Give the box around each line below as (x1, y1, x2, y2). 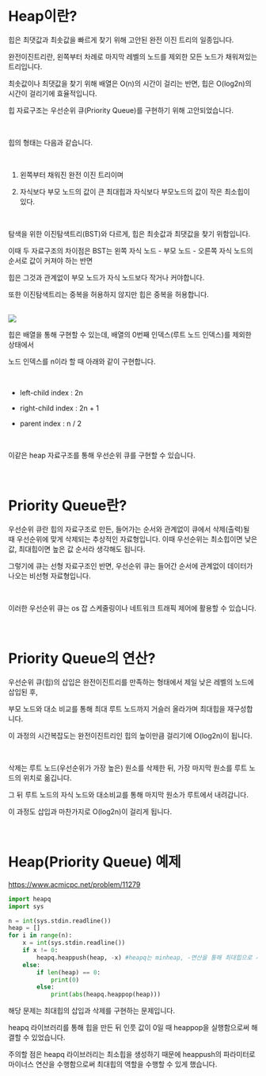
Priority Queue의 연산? (8, 650, 156, 668)
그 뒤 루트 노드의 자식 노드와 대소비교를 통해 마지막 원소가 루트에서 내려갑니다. (8, 789, 249, 799)
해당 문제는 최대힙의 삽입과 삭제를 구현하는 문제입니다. (8, 1006, 176, 1016)
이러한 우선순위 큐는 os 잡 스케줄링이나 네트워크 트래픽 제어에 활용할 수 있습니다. (8, 603, 257, 612)
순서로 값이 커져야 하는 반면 (8, 256, 93, 265)
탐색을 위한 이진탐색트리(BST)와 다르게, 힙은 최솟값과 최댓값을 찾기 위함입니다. (8, 229, 251, 238)
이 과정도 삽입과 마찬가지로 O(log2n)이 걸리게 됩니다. (8, 807, 173, 816)
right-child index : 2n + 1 (19, 403, 100, 413)
